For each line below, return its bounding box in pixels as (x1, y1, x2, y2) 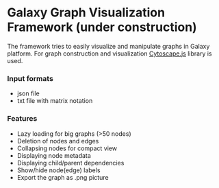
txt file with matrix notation (16, 97, 93, 105)
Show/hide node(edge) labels (16, 166, 101, 174)
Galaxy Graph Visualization (7, 5, 166, 21)
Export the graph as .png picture (16, 173, 109, 181)
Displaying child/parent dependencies (16, 158, 125, 167)
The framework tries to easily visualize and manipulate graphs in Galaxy (7, 42, 210, 50)
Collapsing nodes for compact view (16, 144, 118, 152)
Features (7, 114, 38, 124)
